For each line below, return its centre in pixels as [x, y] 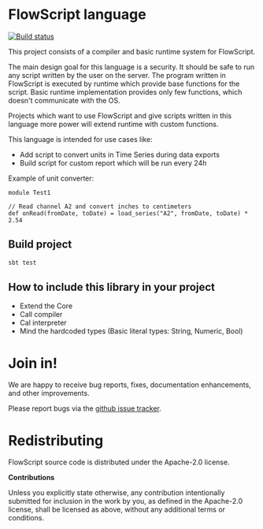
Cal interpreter [43, 323]
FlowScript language [78, 15]
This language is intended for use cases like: [80, 139]
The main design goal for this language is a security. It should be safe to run [131, 67]
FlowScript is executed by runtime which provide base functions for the [124, 84]
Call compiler [41, 315]
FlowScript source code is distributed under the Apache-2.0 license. [119, 462]
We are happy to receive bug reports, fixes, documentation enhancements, [130, 385]
